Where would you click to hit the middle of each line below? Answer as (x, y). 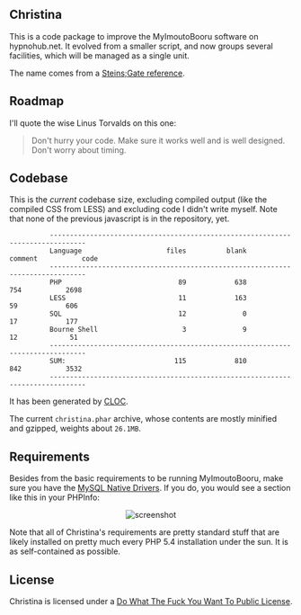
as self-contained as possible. (65, 551)
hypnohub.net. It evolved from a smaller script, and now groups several (142, 46)
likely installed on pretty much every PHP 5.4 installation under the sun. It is (149, 542)
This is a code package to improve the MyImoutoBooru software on (134, 36)
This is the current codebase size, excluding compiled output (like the (138, 200)
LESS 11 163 (148, 299)
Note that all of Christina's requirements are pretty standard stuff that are (145, 532)
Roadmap (37, 101)
